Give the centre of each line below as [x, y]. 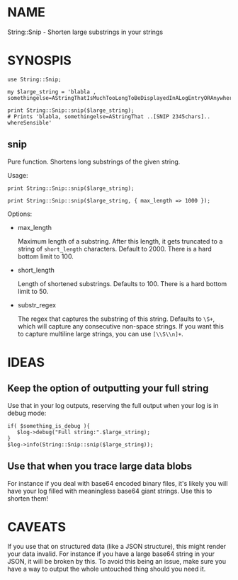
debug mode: [27, 413]
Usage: [18, 175]
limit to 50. [33, 291]
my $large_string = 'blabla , [52, 92]
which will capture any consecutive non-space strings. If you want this [121, 326]
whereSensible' [30, 123]
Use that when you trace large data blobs [100, 466]
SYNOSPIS [40, 61]
